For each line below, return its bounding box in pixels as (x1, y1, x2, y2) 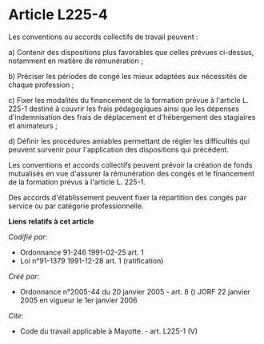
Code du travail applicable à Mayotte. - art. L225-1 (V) (19, 326, 198, 336)
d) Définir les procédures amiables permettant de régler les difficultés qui (8, 136, 250, 145)
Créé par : (8, 271, 40, 281)
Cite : (8, 310, 24, 320)
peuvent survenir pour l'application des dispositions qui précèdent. (8, 144, 230, 154)
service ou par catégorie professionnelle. (8, 201, 144, 211)
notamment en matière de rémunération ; (8, 56, 144, 65)
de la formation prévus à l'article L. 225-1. (8, 177, 146, 187)
